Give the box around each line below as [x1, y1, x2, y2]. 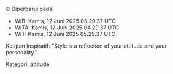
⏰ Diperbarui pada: [6, 6, 55, 12]
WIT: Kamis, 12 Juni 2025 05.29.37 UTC [14, 31, 116, 37]
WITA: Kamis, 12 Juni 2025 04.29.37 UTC [14, 24, 120, 31]
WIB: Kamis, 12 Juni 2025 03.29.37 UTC [14, 18, 116, 24]
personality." [6, 49, 38, 56]
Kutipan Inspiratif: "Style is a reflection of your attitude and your [6, 42, 167, 50]
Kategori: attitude [6, 61, 50, 68]
